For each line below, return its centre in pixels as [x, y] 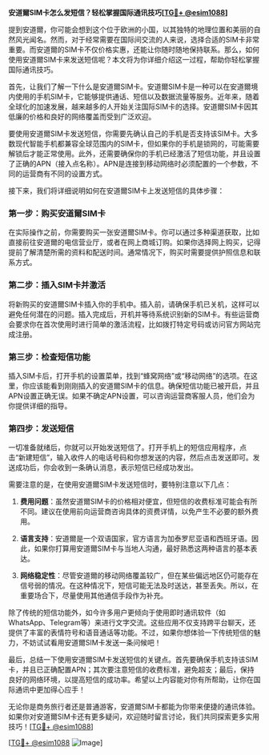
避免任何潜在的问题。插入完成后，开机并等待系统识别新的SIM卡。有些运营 [130, 314]
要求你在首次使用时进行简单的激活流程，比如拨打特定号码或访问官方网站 [134, 324]
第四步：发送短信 [41, 428]
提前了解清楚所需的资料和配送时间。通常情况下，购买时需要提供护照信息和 [131, 252]
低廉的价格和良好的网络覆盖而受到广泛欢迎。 [82, 116]
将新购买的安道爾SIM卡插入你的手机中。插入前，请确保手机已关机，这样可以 [134, 304]
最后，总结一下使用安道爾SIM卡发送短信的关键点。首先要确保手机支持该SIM [133, 660]
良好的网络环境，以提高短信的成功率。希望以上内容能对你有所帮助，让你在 [131, 680]
